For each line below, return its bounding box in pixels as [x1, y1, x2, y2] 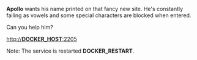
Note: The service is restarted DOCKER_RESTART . [6, 47, 135, 54]
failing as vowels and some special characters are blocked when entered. [6, 12, 191, 19]
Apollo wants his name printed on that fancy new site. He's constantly [6, 6, 184, 12]
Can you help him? [6, 24, 53, 31]
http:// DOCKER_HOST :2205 [6, 36, 78, 42]
